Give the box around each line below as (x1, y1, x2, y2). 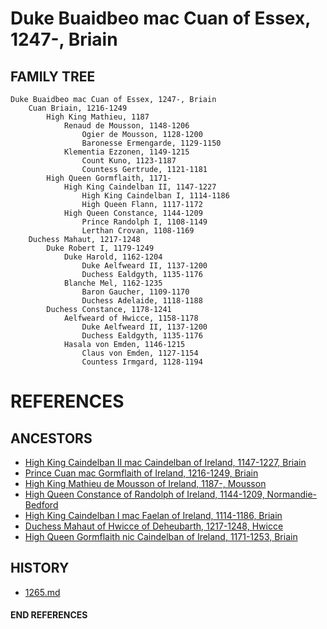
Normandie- (266, 488, 318, 500)
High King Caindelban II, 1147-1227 (63, 182, 217, 192)
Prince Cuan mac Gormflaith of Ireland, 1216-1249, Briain (24, 467, 259, 479)
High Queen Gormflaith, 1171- (46, 173, 172, 183)
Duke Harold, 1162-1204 (63, 252, 163, 262)
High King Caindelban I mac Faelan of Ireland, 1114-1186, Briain (24, 510, 283, 521)
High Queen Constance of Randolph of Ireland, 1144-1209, (24, 488, 265, 500)
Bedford (24, 499, 59, 511)
